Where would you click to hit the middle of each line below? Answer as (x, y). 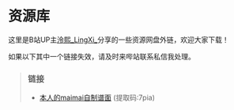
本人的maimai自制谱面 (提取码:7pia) (97, 98)
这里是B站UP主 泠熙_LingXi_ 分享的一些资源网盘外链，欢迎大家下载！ (119, 40)
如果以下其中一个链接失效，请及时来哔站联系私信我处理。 (102, 56)
